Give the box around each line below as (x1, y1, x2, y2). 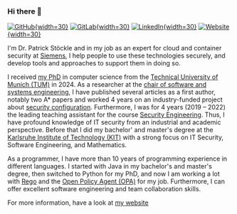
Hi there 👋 (7, 6, 43, 16)
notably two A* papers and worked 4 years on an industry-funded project (7, 95, 223, 104)
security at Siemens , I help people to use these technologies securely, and (7, 51, 226, 60)
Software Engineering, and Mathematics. (7, 141, 127, 149)
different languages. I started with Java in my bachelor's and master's (7, 162, 212, 171)
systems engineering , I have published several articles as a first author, (7, 88, 216, 97)
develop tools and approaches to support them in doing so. (7, 59, 181, 68)
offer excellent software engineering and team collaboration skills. (7, 185, 201, 193)
